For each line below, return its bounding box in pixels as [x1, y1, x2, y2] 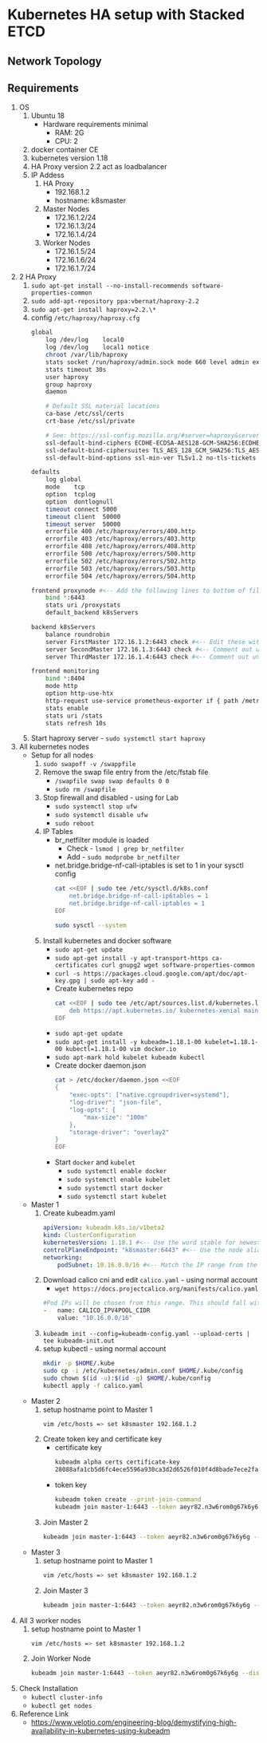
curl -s [54, 970, 80, 978]
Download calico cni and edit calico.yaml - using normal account [42, 1275, 258, 1285]
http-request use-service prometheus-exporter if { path [45, 697, 238, 705]
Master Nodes [42, 204, 90, 214]
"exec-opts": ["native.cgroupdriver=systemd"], [69, 1091, 230, 1099]
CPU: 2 [54, 136, 79, 146]
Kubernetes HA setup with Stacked [7, 6, 245, 24]
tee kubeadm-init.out [42, 1337, 115, 1346]
